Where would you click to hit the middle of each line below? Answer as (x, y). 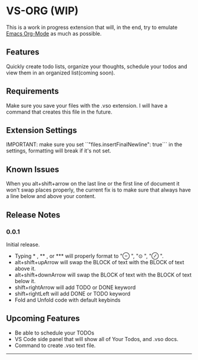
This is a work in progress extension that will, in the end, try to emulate (92, 27)
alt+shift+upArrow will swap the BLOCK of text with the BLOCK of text (99, 262)
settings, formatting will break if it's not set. (59, 151)
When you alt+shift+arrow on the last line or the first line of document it (93, 184)
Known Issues (33, 169)
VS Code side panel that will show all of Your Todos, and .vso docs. (96, 339)
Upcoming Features (43, 318)
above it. (25, 268)
